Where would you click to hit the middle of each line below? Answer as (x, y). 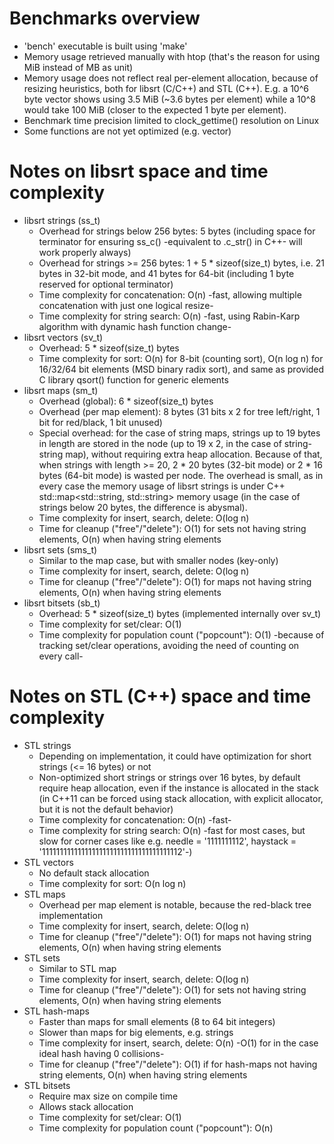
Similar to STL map (77, 968)
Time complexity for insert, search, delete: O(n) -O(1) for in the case (178, 1043)
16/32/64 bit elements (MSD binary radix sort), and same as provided (181, 369)
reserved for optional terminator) (106, 284)
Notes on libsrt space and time (139, 171)
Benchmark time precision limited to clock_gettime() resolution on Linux (171, 120)
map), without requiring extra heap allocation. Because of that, (194, 454)
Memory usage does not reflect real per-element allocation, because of (171, 78)
